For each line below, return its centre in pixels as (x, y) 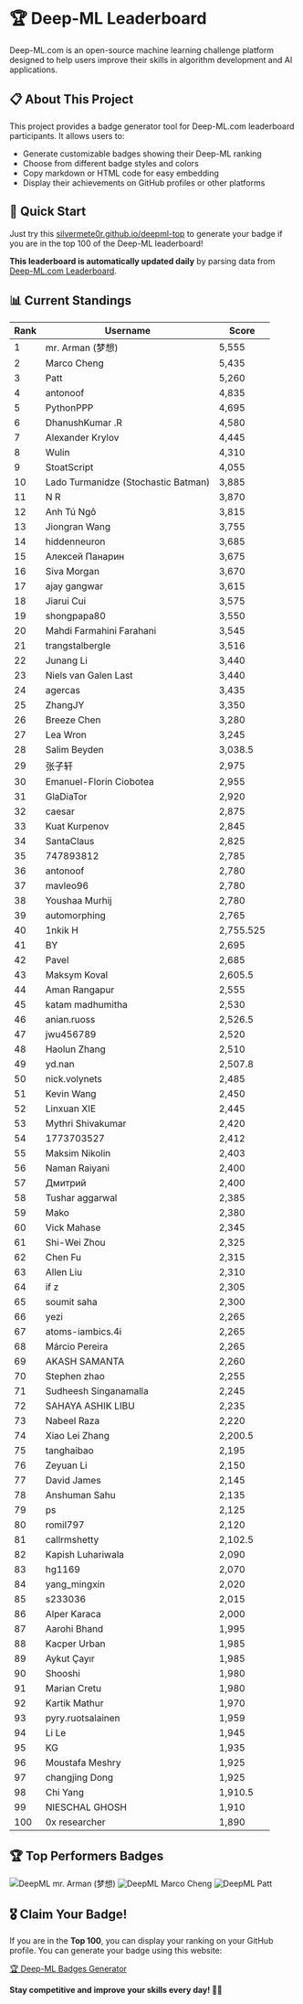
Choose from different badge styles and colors (110, 163)
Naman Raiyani (78, 1168)
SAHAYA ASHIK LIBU (90, 1406)
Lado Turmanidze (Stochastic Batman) (128, 482)
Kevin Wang (71, 1094)
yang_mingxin (75, 1584)
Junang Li (67, 660)
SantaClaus (70, 841)
